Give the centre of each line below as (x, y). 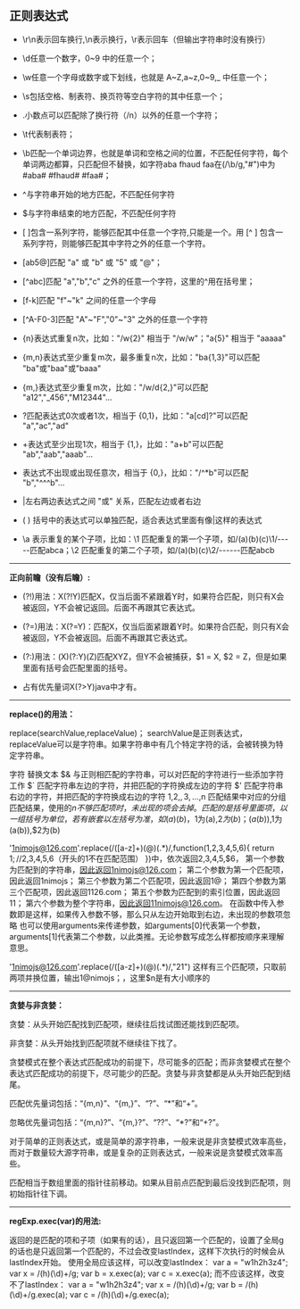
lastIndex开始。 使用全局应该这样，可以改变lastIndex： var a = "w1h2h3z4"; (149, 1262)
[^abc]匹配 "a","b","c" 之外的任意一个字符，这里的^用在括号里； (138, 281)
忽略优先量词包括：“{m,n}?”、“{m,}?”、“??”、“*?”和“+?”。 (117, 1122)
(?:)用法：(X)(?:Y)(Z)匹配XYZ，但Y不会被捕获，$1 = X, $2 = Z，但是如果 (154, 656)
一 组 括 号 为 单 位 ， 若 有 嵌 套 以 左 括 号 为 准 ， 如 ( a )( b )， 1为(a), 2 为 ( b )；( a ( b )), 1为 (146, 818)
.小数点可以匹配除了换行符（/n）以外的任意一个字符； (121, 115)
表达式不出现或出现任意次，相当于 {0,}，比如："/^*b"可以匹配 (135, 472)
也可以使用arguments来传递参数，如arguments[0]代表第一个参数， (142, 925)
